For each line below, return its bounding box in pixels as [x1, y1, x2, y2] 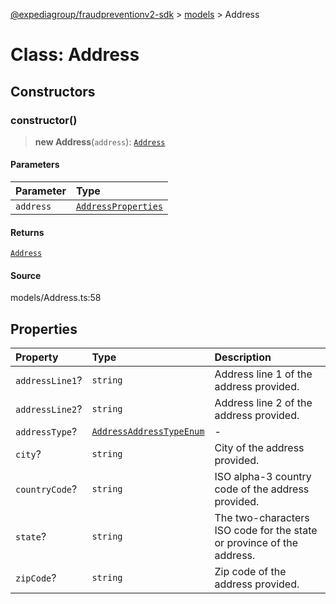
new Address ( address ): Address [34, 135, 166, 148]
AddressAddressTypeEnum [91, 426, 205, 438]
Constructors [10, 83, 96, 100]
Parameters [10, 159, 60, 171]
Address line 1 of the [214, 367, 313, 381]
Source [10, 269, 42, 281]
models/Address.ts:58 [10, 292, 102, 304]
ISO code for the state [214, 524, 318, 538]
